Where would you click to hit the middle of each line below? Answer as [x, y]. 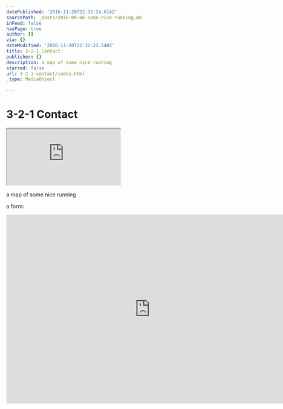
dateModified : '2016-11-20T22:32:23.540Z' [60, 46]
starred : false [25, 68]
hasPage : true [24, 29]
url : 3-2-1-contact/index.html [46, 74]
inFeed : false [24, 23]
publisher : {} [24, 57]
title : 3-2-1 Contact [34, 51]
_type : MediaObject [31, 79]
